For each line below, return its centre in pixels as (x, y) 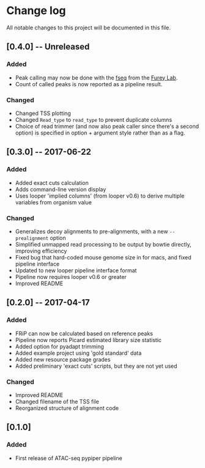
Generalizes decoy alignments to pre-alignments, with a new (91, 231)
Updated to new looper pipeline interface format (76, 270)
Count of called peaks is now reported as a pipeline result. (89, 84)
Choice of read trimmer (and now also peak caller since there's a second (107, 126)
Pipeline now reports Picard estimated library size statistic (88, 340)
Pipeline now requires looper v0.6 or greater (71, 277)
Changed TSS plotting (43, 113)
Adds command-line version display (61, 189)
